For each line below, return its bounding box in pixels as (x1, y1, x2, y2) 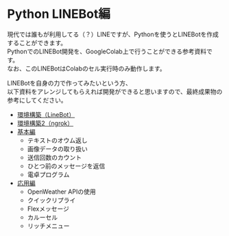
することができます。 (7, 38, 67, 47)
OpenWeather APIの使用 (27, 187, 96, 196)
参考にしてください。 (7, 96, 67, 104)
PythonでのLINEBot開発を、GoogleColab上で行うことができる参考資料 (7, 47, 207, 55)
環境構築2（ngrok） (16, 119, 74, 127)
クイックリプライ (27, 196, 76, 204)
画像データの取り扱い (27, 144, 88, 153)
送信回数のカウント (27, 153, 82, 161)
